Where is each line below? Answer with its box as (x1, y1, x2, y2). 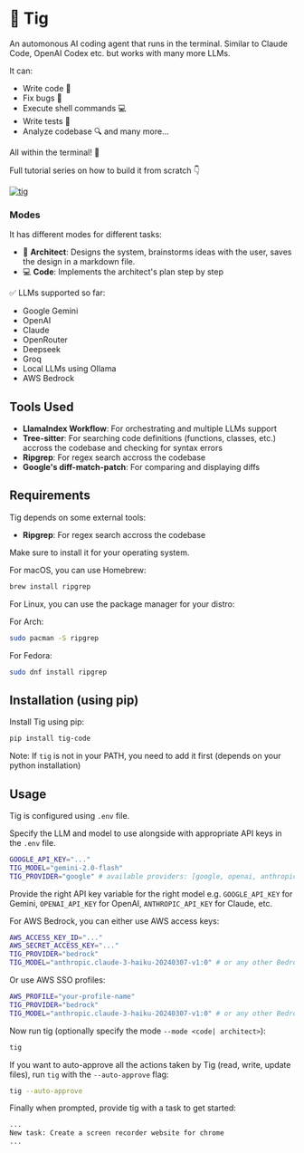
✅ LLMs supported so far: (9, 287, 106, 298)
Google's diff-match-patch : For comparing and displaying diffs (22, 462, 261, 473)
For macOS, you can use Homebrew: (9, 564, 147, 575)
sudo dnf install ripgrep (9, 668, 107, 677)
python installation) (9, 760, 81, 771)
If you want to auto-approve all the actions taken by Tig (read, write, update (9, 1059, 291, 1070)
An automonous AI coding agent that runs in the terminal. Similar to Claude (9, 38, 288, 49)
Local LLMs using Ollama (22, 363, 117, 374)
